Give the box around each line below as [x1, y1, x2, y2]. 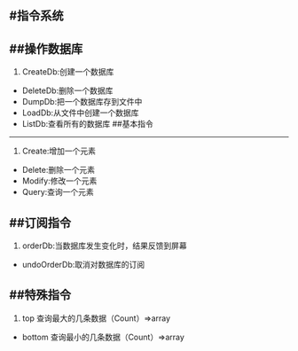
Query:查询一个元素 [21, 187, 95, 198]
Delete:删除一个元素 [21, 165, 96, 175]
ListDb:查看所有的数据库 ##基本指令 [21, 119, 153, 129]
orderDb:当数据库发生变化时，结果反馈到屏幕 [21, 240, 188, 251]
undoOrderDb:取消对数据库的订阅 [21, 260, 145, 270]
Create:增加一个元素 [21, 145, 96, 157]
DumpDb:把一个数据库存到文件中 [21, 97, 143, 107]
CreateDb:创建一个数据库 [21, 66, 114, 77]
